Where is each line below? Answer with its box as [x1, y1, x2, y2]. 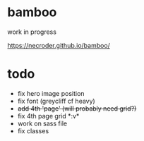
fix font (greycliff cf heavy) [17, 97, 95, 105]
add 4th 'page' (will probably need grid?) [17, 104, 137, 113]
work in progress [7, 27, 56, 36]
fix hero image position [17, 89, 85, 97]
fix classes [17, 126, 49, 135]
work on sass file [17, 119, 68, 128]
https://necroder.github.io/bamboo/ [7, 41, 111, 49]
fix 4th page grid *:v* [17, 111, 80, 120]
